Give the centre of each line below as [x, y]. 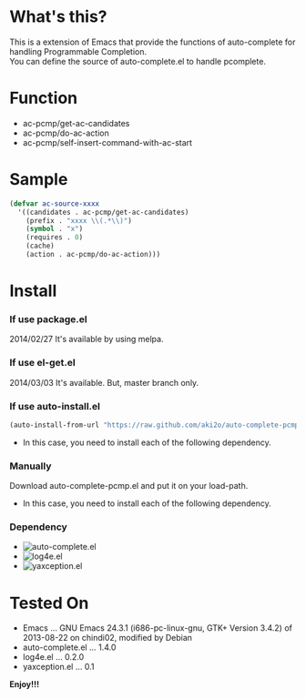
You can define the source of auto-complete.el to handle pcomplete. [138, 61]
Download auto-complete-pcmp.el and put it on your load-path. [129, 486]
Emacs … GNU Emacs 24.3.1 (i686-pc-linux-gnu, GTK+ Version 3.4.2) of [158, 628]
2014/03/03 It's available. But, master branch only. [104, 382]
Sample [39, 180]
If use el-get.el [42, 363]
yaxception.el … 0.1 [58, 667]
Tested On [49, 603]
